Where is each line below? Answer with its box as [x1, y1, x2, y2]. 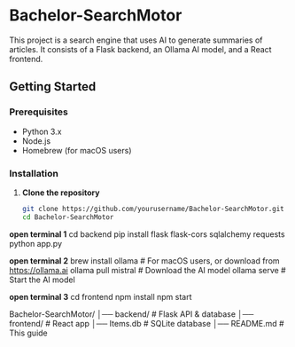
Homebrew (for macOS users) [21, 145, 132, 155]
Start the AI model [9, 274, 75, 285]
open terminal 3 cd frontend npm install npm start [9, 291, 192, 302]
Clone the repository [21, 187, 100, 198]
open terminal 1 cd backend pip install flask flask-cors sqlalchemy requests [9, 228, 285, 240]
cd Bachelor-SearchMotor [21, 212, 114, 222]
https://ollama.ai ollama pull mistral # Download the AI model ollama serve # [9, 264, 286, 275]
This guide [9, 327, 49, 338]
